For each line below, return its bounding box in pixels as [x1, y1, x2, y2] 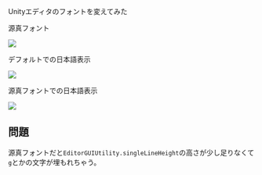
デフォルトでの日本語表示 [8, 55, 91, 64]
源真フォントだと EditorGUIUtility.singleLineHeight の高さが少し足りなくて [8, 148, 255, 157]
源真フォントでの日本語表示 [8, 86, 98, 95]
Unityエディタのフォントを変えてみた [8, 7, 128, 16]
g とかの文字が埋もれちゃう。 [8, 157, 101, 166]
